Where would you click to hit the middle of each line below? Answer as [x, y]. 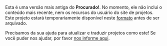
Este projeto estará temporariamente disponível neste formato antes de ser [82, 18]
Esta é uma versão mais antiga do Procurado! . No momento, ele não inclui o [84, 7]
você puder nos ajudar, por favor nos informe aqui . [57, 38]
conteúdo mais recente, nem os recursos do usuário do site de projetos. [79, 12]
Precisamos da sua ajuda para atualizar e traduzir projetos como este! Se [80, 33]
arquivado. [16, 23]
